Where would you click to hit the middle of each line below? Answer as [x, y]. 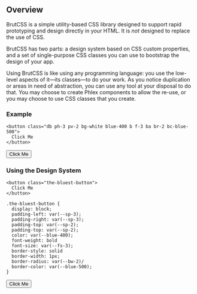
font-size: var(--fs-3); [43, 246]
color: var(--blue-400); [43, 235]
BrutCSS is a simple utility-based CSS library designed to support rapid [94, 24]
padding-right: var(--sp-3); [48, 220]
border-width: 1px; [36, 256]
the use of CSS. [25, 37]
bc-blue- [178, 127]
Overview [25, 10]
